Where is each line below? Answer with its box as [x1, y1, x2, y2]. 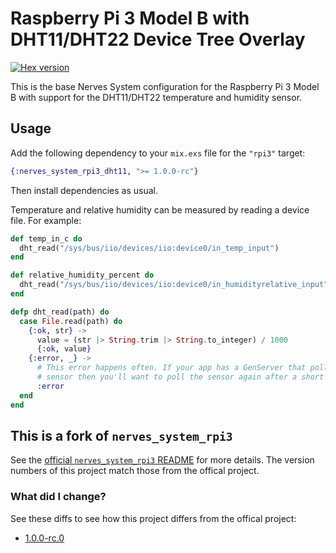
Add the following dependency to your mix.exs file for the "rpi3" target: [10, 147, 306, 159]
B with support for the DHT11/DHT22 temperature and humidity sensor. [10, 91, 303, 103]
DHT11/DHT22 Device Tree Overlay [10, 28, 306, 51]
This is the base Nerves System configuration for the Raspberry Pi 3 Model [10, 80, 320, 92]
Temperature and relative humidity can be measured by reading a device [10, 203, 310, 216]
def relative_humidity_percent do [10, 270, 155, 281]
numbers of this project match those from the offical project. [10, 465, 260, 477]
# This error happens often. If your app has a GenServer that [36, 363, 307, 373]
